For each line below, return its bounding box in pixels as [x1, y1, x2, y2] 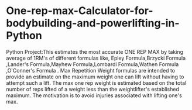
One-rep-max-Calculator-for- [6, 4, 153, 18]
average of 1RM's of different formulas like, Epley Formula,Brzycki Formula [6, 54, 186, 61]
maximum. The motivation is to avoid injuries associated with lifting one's [6, 92, 183, 99]
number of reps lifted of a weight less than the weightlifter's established [6, 85, 180, 92]
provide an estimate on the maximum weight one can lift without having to [6, 73, 184, 80]
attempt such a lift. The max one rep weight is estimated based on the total [6, 79, 187, 86]
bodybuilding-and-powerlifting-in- [6, 16, 180, 30]
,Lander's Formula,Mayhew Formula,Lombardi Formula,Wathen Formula [6, 60, 179, 68]
